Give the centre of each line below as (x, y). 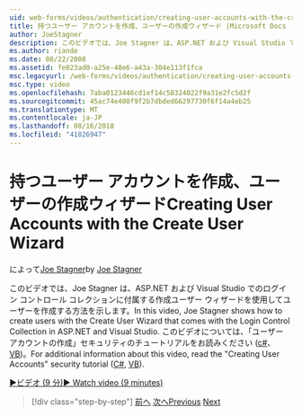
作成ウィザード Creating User (165, 204)
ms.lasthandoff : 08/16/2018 (62, 127)
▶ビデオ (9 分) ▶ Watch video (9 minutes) (86, 382)
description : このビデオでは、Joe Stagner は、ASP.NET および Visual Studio (147, 43)
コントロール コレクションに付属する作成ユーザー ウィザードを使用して (151, 299)
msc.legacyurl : (38, 76)
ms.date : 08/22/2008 (48, 59)
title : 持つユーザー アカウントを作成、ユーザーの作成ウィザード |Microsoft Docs (148, 26)
